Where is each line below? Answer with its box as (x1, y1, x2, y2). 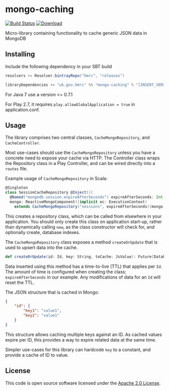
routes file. (5, 165, 28, 172)
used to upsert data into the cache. (5, 244, 78, 250)
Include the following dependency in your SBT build (5, 63, 112, 69)
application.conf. (5, 106, 40, 113)
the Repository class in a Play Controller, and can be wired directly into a (5, 160, 155, 166)
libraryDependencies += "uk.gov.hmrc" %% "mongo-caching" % (5, 82, 134, 87)
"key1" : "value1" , (23, 308, 62, 313)
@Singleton (5, 185, 28, 190)
